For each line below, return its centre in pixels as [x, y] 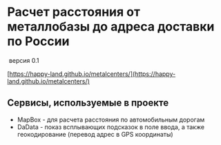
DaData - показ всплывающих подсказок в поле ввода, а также [111, 127]
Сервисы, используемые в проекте [88, 103]
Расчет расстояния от [74, 12]
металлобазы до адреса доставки [111, 27]
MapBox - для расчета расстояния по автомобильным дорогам [111, 119]
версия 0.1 [24, 60]
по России [38, 41]
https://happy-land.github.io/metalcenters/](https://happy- [93, 74]
